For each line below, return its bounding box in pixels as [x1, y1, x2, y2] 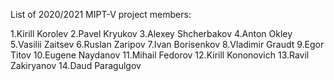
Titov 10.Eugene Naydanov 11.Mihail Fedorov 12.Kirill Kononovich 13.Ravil [10, 49, 310, 61]
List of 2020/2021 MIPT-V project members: [10, 9, 192, 20]
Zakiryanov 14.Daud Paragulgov [10, 60, 142, 71]
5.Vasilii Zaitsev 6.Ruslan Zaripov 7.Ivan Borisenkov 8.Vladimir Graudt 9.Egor [10, 39, 325, 50]
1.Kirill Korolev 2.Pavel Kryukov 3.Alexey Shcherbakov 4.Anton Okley [10, 28, 293, 39]
